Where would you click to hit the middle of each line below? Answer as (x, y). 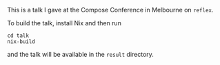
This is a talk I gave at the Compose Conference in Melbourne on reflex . (110, 10)
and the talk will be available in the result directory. (80, 54)
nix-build (21, 42)
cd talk (18, 36)
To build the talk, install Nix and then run (64, 23)
